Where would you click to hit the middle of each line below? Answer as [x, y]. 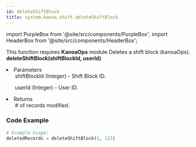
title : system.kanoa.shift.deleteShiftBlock [62, 17]
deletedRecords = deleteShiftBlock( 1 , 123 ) [61, 138]
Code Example [28, 120]
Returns [23, 99]
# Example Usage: [28, 133]
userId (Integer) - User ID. [46, 87]
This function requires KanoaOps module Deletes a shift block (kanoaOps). [98, 52]
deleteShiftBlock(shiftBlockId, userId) [54, 58]
